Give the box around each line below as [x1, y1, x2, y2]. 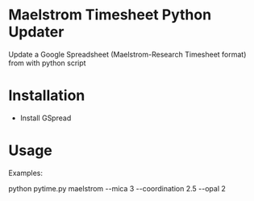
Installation [8, 86, 85, 105]
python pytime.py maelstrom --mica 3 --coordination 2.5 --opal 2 [8, 183, 226, 193]
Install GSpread [19, 113, 72, 123]
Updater [8, 23, 65, 41]
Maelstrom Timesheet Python [8, 6, 212, 24]
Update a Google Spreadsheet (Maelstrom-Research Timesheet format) [8, 49, 247, 59]
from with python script [8, 58, 86, 68]
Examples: [8, 168, 43, 178]
